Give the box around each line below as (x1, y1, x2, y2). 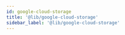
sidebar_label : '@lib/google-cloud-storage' (6, 20, 120, 26)
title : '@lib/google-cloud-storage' (6, 14, 98, 20)
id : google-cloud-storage (6, 8, 71, 15)
